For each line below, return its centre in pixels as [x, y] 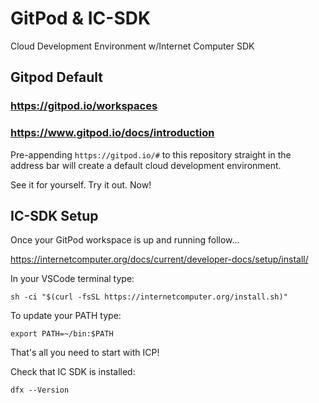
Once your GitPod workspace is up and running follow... [125, 240]
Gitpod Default [57, 77]
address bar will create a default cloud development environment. [146, 165]
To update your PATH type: [66, 316]
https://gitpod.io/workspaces [84, 106]
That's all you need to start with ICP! [85, 353]
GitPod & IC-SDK [81, 18]
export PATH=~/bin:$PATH [62, 334]
